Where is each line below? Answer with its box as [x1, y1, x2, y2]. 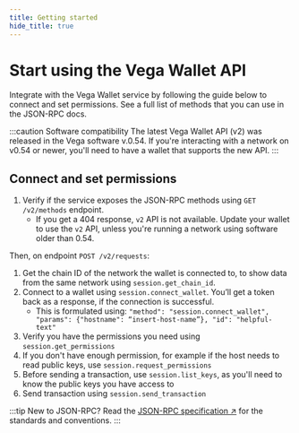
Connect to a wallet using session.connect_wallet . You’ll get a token [21, 287, 275, 298]
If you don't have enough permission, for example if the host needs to [21, 351, 280, 361]
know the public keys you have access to [21, 378, 175, 390]
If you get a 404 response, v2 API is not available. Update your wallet [35, 214, 290, 225]
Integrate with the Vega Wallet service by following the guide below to [9, 90, 268, 100]
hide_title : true [9, 22, 74, 30]
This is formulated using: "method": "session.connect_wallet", [35, 306, 270, 316]
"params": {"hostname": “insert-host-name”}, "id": [35, 316, 233, 325]
